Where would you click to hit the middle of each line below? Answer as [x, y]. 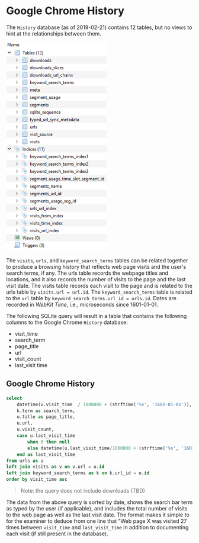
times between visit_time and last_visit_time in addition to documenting [97, 527]
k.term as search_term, [46, 411]
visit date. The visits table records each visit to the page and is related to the [99, 285]
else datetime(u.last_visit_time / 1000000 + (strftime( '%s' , [103, 448]
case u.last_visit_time [46, 436]
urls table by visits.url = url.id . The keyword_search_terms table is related [99, 292]
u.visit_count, [36, 430]
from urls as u [25, 461]
